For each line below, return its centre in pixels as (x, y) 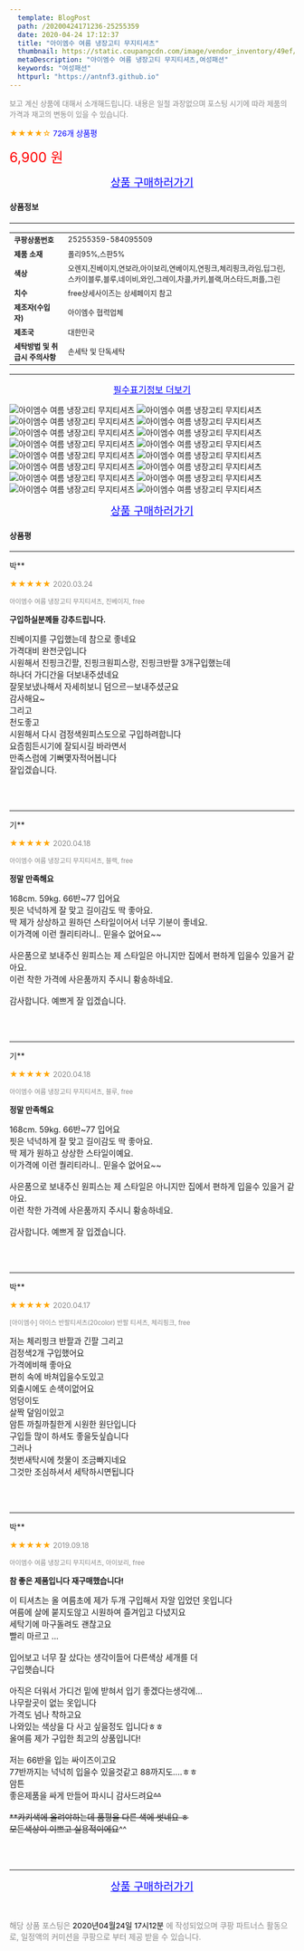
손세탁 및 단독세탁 (96, 352)
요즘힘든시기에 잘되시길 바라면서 (68, 746)
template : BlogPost (54, 18)
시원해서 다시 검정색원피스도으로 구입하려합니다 (95, 735)
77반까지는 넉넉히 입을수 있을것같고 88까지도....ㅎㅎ (103, 1773)
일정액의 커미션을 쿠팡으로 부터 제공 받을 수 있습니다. (111, 1937)
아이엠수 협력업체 (95, 313)
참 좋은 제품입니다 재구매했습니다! (66, 1581)
